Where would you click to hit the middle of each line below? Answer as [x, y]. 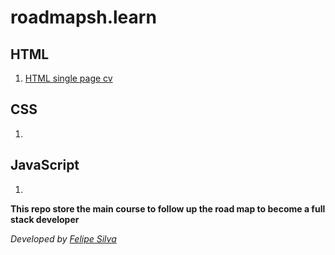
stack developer [45, 219]
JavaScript [45, 165]
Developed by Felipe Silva [63, 238]
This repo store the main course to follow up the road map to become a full [168, 208]
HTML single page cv [68, 78]
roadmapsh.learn [83, 17]
